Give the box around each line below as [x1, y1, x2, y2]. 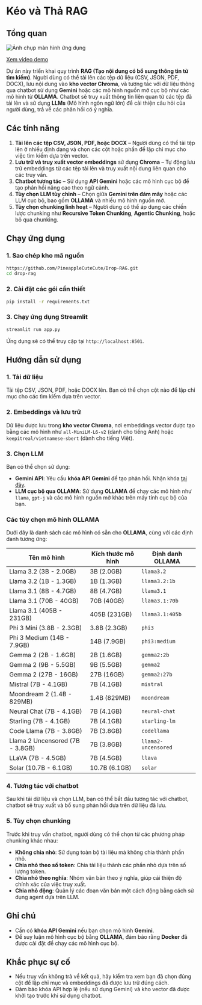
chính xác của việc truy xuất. [14, 880, 87, 888]
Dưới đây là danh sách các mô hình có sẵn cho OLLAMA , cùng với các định [6, 529, 194, 536]
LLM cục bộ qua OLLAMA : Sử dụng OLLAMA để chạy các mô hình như [14, 487, 192, 495]
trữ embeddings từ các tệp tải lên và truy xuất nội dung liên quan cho [14, 164, 186, 172]
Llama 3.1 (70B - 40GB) [9, 597, 79, 605]
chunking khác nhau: [6, 836, 58, 844]
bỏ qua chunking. [14, 215, 59, 223]
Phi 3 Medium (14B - [9, 634, 70, 642]
